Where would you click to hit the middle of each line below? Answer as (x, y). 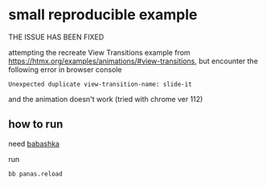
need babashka (34, 144)
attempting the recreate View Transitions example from (99, 52)
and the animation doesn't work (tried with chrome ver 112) (106, 99)
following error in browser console (65, 69)
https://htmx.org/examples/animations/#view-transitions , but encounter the (133, 61)
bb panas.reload (35, 174)
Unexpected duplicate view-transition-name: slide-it (100, 84)
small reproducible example (103, 15)
